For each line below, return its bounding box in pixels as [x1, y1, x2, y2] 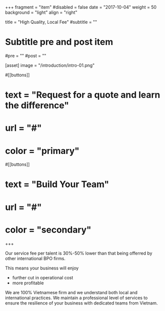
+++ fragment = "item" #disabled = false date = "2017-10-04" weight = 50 [5, 4, 157, 10]
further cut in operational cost [12, 274, 73, 280]
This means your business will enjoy [5, 265, 79, 271]
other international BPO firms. [5, 255, 66, 261]
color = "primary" [5, 145, 80, 156]
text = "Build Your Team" [5, 179, 110, 190]
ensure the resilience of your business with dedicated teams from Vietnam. [5, 300, 158, 306]
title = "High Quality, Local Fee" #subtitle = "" [5, 19, 97, 25]
